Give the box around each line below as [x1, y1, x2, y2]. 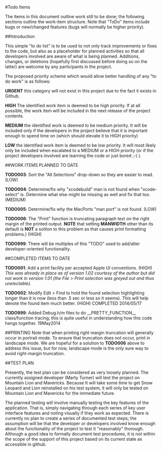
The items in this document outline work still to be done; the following [5, 14, 144, 19]
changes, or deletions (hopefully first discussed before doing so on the [5, 59, 147, 64]
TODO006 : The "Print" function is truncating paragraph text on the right [5, 216, 150, 222]
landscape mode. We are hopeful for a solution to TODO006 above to [5, 340, 145, 346]
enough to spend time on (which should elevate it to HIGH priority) [5, 133, 138, 138]
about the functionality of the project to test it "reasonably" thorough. [5, 426, 144, 431]
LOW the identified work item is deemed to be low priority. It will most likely [5, 142, 156, 148]
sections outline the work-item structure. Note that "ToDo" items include [5, 19, 150, 24]
